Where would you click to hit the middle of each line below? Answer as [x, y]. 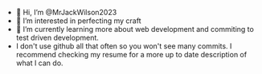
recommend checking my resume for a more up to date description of [131, 55]
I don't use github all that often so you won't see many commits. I [124, 46]
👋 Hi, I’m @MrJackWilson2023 [66, 12]
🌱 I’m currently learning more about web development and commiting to [135, 29]
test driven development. [57, 37]
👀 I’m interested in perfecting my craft [79, 21]
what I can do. [39, 63]
